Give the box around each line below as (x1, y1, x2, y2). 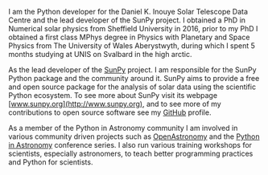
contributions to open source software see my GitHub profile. (8, 108, 212, 117)
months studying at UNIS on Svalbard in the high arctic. (8, 50, 192, 59)
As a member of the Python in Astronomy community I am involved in (8, 124, 238, 132)
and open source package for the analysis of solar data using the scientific (8, 82, 256, 92)
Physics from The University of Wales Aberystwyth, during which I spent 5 (8, 41, 256, 51)
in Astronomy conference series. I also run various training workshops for (8, 140, 252, 149)
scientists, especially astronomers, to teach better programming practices (8, 149, 254, 158)
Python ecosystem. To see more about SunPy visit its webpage (8, 91, 218, 100)
